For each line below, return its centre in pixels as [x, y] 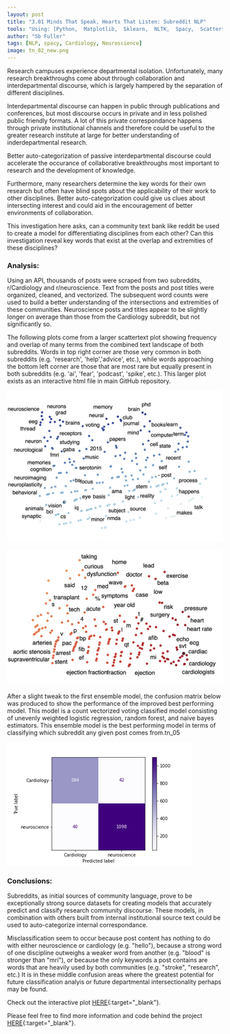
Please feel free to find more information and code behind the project [105, 1015]
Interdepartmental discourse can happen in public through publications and [114, 106]
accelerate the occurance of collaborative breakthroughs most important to [113, 163]
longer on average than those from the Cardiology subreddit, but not [104, 317]
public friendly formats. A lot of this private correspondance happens [105, 121]
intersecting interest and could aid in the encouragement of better [100, 205]
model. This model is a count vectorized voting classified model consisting [112, 711]
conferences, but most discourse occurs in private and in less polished [107, 113]
